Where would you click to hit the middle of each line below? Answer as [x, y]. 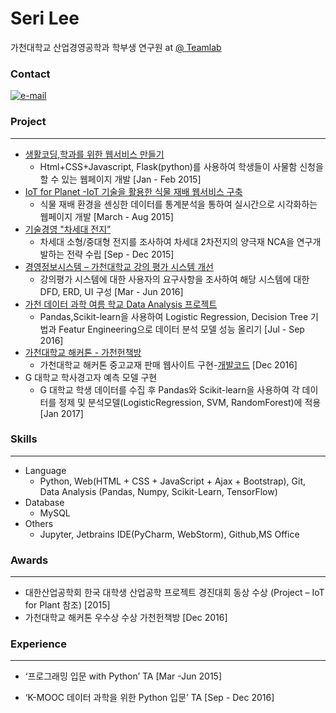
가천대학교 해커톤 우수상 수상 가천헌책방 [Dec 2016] [126, 618]
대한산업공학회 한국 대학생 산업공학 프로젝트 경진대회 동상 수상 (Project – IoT [174, 593]
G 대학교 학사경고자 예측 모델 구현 [91, 377]
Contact [30, 74]
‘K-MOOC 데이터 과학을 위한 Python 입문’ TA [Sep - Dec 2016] [149, 698]
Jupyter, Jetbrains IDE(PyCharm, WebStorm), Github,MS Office [169, 534]
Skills [24, 439]
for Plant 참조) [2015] [67, 605]
